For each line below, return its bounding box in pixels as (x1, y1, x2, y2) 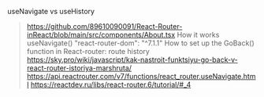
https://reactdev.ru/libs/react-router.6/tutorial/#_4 (30, 80, 191, 89)
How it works (177, 31, 220, 39)
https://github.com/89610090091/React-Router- (26, 22, 183, 31)
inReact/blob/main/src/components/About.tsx (26, 31, 176, 39)
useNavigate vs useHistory (7, 7, 95, 16)
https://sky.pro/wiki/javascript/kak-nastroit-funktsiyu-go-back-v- (26, 55, 238, 64)
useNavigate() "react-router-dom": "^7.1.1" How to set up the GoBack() (26, 38, 255, 48)
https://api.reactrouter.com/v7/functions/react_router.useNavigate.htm (26, 72, 256, 81)
